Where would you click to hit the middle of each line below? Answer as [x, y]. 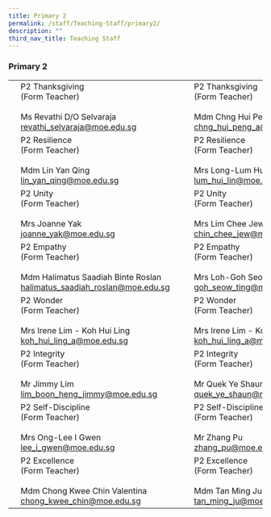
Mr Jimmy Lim [47, 384]
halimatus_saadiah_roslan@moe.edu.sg [95, 287]
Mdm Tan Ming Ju [227, 490]
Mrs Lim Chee [220, 223]
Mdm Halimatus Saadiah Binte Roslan [91, 277]
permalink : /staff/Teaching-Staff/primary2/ [84, 23]
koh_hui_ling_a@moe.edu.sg [75, 340]
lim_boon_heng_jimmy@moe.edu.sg [89, 394]
